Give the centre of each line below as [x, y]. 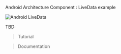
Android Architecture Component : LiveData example [60, 7]
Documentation [34, 46]
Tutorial [26, 37]
